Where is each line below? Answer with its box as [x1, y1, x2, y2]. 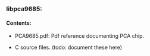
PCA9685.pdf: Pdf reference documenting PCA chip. [14, 32, 145, 39]
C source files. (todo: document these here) [14, 44, 123, 51]
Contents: [6, 19, 32, 27]
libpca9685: [6, 5, 43, 13]
